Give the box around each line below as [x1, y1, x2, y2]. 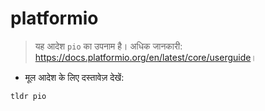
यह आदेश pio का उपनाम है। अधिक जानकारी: [34, 40, 183, 52]
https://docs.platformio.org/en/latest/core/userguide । [34, 51, 257, 63]
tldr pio [10, 91, 47, 101]
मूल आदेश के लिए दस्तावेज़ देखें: [24, 71, 125, 83]
